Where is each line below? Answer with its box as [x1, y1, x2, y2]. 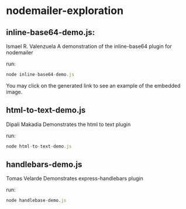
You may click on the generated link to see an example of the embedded [6, 82, 181, 89]
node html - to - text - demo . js [6, 143, 72, 149]
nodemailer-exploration [6, 4, 124, 18]
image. [6, 88, 23, 95]
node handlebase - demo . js [6, 197, 67, 204]
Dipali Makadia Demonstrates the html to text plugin [6, 121, 131, 128]
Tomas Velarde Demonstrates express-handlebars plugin [6, 175, 143, 182]
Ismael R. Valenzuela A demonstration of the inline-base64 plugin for [6, 43, 173, 50]
